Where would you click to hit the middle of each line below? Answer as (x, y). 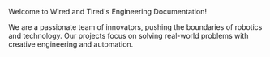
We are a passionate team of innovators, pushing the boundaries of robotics (135, 27)
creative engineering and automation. (71, 44)
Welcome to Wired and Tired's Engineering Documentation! (107, 12)
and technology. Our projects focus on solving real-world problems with (129, 36)
